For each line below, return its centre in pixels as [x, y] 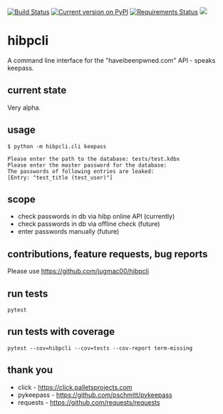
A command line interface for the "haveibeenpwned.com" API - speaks [111, 60]
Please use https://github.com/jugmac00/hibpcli [78, 271]
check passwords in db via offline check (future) [89, 224]
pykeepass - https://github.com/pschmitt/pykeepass [95, 395]
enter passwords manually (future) [68, 232]
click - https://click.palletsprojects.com [75, 387]
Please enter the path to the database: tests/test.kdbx [94, 159]
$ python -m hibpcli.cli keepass [57, 146]
